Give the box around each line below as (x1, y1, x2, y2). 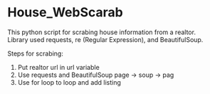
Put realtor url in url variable (17, 63, 100, 71)
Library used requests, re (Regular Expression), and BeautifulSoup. (7, 35, 204, 43)
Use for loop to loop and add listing (17, 78, 121, 86)
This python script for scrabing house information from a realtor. (7, 28, 196, 36)
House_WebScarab (7, 4, 123, 21)
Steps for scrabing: (7, 49, 64, 58)
